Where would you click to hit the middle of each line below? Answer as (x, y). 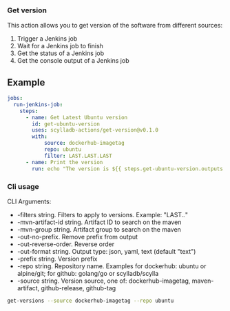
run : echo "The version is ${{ (77, 169)
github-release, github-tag (79, 288)
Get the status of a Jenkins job (61, 53)
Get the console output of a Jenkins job (73, 61)
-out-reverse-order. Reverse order (66, 244)
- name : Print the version (64, 162)
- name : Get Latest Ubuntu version (76, 117)
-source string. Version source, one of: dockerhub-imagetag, (104, 281)
